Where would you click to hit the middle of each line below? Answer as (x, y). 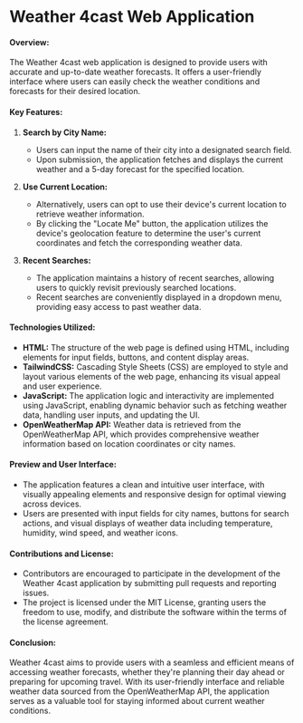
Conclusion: (33, 642)
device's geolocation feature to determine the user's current (148, 233)
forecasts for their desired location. (75, 92)
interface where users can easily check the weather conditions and (135, 82)
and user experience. (62, 386)
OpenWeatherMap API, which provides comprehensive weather (141, 434)
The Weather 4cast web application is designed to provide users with (139, 63)
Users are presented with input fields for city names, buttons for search (156, 513)
